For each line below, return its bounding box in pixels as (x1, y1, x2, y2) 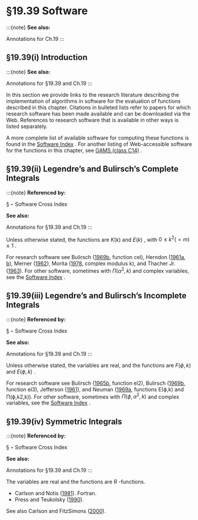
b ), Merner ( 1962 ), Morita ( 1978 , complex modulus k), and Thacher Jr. (6, 260, 176, 267)
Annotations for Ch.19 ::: (6, 35, 65, 42)
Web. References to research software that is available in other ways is (6, 116, 179, 123)
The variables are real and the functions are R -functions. (6, 478, 146, 486)
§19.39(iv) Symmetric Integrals (6, 416, 122, 426)
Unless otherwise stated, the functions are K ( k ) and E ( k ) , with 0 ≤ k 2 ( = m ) (6, 235, 190, 243)
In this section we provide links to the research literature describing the (6, 91, 179, 98)
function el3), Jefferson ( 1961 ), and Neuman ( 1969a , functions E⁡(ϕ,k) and (6, 385, 184, 393)
